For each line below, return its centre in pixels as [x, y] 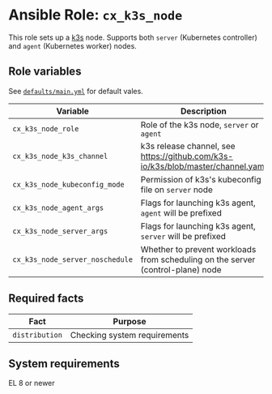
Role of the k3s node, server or [200, 125]
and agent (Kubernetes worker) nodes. [73, 45]
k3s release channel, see [188, 146]
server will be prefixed [183, 236]
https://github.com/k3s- [187, 156]
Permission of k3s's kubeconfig [201, 179]
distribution [38, 335]
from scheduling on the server [198, 259]
